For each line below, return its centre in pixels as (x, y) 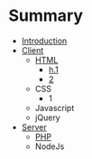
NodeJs (50, 146)
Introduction (44, 41)
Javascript (55, 108)
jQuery (47, 117)
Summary (46, 16)
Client (32, 50)
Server (34, 126)
